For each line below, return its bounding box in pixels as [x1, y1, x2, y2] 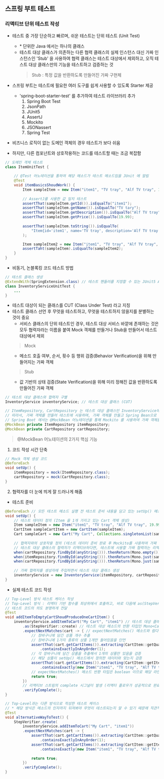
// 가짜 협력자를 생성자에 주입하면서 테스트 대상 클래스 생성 [14, 568, 120, 573]
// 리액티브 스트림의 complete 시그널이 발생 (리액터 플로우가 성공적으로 [22, 683, 151, 688]
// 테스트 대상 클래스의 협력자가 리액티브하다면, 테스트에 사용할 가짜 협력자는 [14, 545, 150, 550]
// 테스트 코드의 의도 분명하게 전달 [5, 605, 67, 611]
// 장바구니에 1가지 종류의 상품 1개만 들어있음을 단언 [31, 637, 126, 643]
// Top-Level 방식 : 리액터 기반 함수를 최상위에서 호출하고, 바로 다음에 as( [5, 601, 144, 606]
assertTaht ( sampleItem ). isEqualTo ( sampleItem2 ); [22, 246, 123, 251]
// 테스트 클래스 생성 [5, 275, 43, 280]
